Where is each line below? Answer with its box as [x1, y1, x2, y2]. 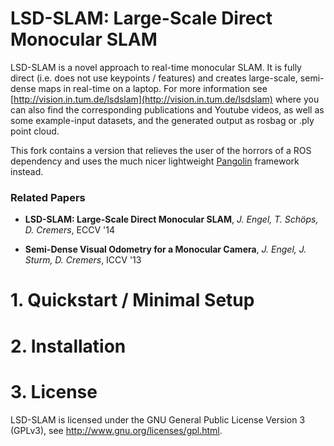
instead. [10, 165, 44, 177]
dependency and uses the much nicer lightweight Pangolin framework [10, 155, 300, 167]
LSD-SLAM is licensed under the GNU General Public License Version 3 [10, 413, 306, 426]
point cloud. [10, 125, 60, 137]
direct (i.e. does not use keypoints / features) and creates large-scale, [10, 72, 298, 84]
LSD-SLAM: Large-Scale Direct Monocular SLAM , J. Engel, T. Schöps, [24, 213, 319, 226]
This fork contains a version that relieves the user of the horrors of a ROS [10, 144, 312, 156]
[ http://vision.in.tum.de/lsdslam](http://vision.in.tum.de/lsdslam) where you [10, 93, 320, 105]
